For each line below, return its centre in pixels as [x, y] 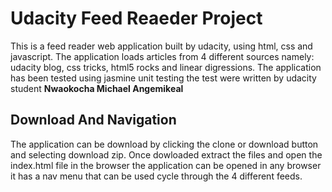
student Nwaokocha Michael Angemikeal [97, 88]
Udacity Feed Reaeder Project [136, 18]
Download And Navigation [93, 120]
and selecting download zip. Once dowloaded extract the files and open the [166, 154]
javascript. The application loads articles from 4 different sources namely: [162, 56]
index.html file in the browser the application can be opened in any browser [166, 165]
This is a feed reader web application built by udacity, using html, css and [161, 46]
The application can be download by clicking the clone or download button [164, 144]
